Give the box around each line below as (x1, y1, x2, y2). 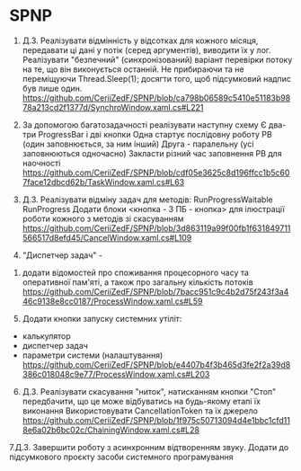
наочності (22, 157, 61, 168)
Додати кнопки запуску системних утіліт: (22, 313, 182, 324)
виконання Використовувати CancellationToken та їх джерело (22, 405, 259, 416)
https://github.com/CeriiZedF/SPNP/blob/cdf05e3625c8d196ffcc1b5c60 (22, 167, 290, 178)
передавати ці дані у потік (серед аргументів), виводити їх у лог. (22, 44, 271, 55)
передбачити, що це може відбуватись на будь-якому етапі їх (22, 395, 261, 406)
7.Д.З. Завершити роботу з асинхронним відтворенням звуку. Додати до (9, 441, 289, 452)
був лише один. (22, 83, 83, 93)
